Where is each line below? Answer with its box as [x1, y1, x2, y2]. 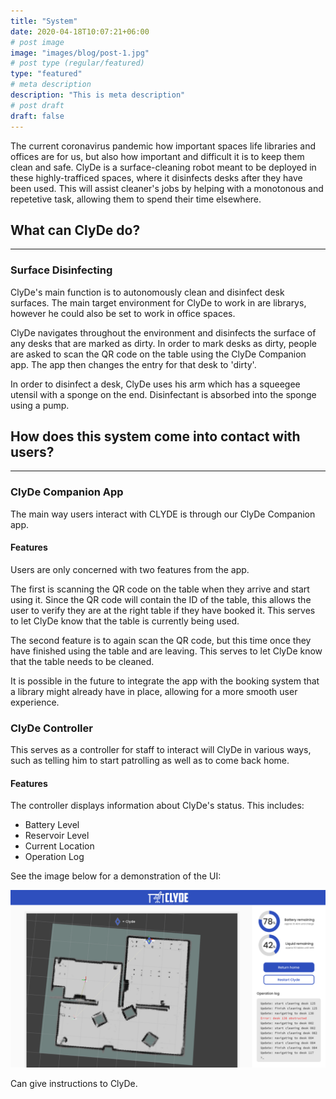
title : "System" [10, 16, 78, 26]
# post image [10, 37, 65, 47]
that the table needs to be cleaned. [10, 655, 155, 667]
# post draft [10, 100, 65, 110]
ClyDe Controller [10, 721, 93, 735]
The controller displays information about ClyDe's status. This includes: [10, 800, 305, 812]
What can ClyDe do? [10, 221, 141, 239]
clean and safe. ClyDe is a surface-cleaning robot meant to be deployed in [10, 161, 317, 173]
